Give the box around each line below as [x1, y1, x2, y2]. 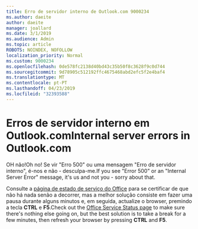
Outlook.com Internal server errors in [6, 129, 190, 142]
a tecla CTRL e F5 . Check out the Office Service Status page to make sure [6, 204, 185, 211]
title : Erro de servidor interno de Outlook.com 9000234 [6, 8, 150, 15]
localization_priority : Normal [6, 53, 83, 58]
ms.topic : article [6, 42, 51, 48]
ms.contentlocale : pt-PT [6, 80, 67, 86]
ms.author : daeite [6, 14, 51, 20]
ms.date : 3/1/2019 [6, 31, 51, 37]
